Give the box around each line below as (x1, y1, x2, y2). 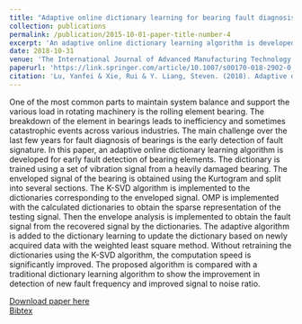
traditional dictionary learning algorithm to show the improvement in (9, 268, 261, 279)
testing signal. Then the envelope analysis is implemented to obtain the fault (9, 211, 291, 221)
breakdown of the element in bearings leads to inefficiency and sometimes (9, 115, 286, 126)
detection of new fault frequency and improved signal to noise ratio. (9, 278, 261, 289)
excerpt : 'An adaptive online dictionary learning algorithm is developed (9, 38, 296, 48)
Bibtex (9, 305, 33, 316)
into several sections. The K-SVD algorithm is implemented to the (9, 182, 251, 193)
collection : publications (9, 22, 106, 31)
